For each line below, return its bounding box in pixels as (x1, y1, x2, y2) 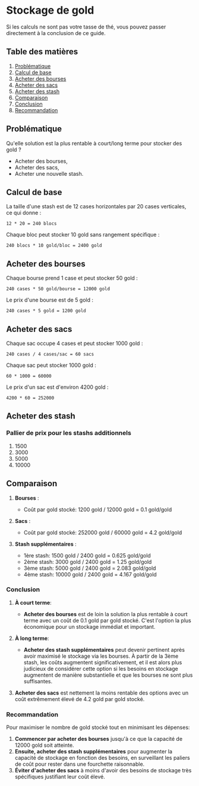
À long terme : (14, 635, 49, 642)
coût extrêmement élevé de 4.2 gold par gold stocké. (14, 695, 145, 702)
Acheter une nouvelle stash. (14, 170, 84, 177)
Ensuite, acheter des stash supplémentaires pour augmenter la (14, 748, 173, 755)
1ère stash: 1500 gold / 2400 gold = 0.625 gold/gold (23, 552, 151, 559)
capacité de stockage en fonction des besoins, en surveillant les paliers (14, 755, 190, 762)
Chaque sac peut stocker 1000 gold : (6, 362, 97, 369)
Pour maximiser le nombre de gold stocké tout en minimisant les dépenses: (6, 724, 190, 731)
